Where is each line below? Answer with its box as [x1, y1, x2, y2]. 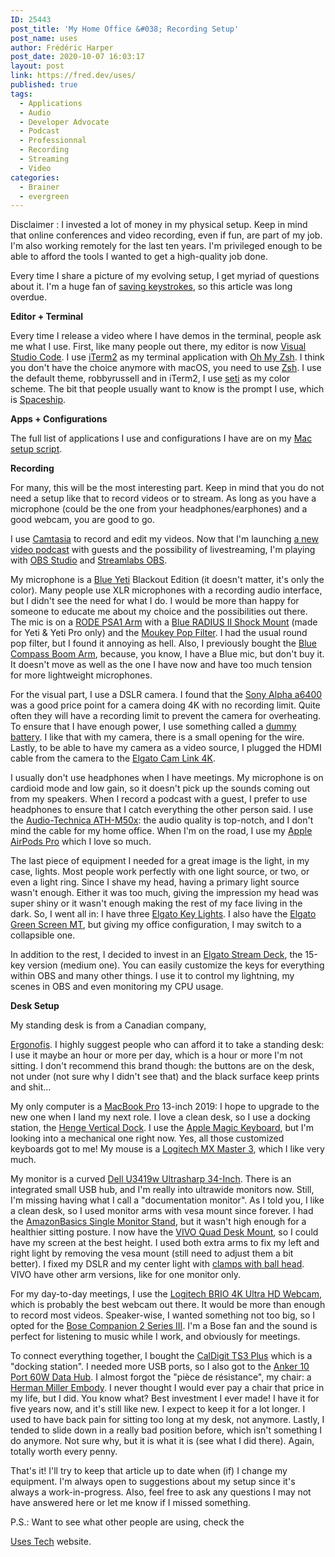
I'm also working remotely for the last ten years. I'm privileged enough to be [10, 240, 323, 252]
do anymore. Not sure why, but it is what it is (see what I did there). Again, [10, 1435, 315, 1447]
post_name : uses [10, 33, 78, 43]
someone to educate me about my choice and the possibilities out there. [10, 606, 308, 618]
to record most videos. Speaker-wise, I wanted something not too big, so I [10, 1309, 316, 1321]
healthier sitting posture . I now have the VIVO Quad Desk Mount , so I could [10, 1226, 319, 1238]
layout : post [10, 61, 65, 71]
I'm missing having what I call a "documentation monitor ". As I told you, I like [10, 1194, 325, 1206]
